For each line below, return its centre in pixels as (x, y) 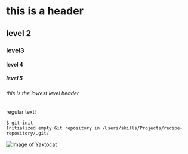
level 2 (19, 33)
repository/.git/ (28, 133)
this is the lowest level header (43, 93)
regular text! (21, 111)
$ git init (20, 123)
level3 (16, 50)
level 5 (15, 78)
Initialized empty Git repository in (53, 128)
